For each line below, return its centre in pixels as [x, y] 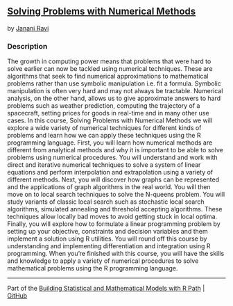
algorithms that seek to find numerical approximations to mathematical [108, 76]
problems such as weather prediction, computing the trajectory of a [104, 106]
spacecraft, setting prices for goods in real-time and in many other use [108, 113]
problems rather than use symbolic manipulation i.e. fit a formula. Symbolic [114, 83]
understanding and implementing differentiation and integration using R [109, 246]
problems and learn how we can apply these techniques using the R [104, 136]
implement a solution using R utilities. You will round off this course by [107, 239]
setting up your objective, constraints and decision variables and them [107, 232]
